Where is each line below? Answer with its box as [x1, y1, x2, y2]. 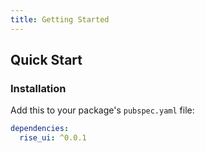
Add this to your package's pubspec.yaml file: [10, 104, 195, 116]
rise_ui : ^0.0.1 [19, 133, 87, 143]
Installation [10, 81, 67, 95]
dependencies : [10, 124, 70, 134]
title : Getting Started [10, 14, 110, 25]
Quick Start [10, 52, 83, 69]
